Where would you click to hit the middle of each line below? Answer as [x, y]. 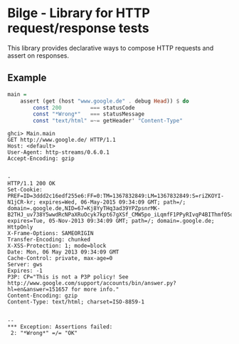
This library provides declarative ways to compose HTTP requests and [111, 48]
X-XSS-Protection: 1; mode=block [57, 246]
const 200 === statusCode [84, 108]
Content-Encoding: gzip [43, 296]
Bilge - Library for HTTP [79, 13]
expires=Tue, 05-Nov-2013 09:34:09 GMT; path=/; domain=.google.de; [111, 221]
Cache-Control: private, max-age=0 [60, 259]
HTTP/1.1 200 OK [31, 184]
